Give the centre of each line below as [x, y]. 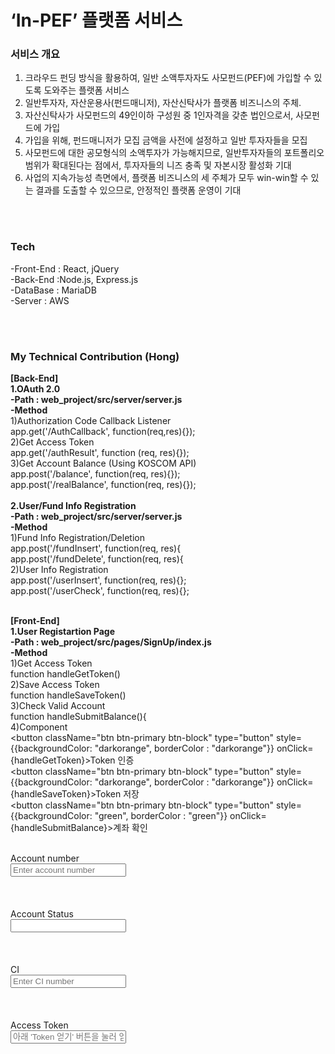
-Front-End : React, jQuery [65, 268]
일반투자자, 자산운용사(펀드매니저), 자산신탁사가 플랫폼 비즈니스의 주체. [163, 103]
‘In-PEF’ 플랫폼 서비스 [96, 20]
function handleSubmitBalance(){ [78, 717]
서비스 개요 [35, 54]
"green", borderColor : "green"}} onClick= [180, 816]
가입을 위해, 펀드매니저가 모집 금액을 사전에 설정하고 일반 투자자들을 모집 [166, 140]
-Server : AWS [40, 300]
